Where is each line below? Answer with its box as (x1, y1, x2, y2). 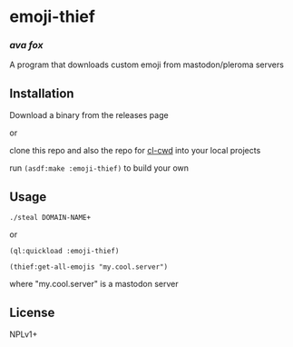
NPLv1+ (9, 329, 38, 340)
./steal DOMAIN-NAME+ (9, 213, 92, 223)
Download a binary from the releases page (9, 110, 170, 121)
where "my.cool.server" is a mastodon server (9, 279, 179, 290)
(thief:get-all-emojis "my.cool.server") (9, 263, 169, 272)
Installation (9, 85, 74, 101)
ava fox (9, 39, 44, 52)
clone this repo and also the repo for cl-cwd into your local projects (9, 145, 261, 156)
